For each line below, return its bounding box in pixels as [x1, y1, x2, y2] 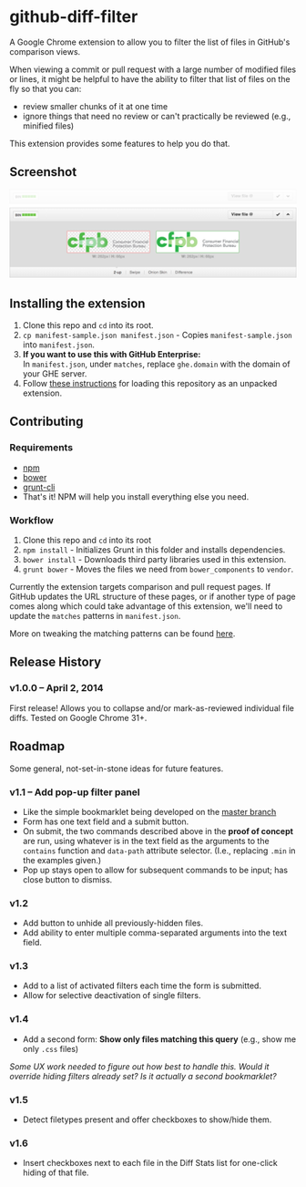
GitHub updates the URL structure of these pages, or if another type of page [9, 591, 296, 603]
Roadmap [9, 738, 66, 754]
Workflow [9, 513, 55, 526]
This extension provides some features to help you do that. [9, 138, 230, 149]
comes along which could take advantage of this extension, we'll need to [9, 601, 283, 612]
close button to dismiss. [22, 873, 113, 885]
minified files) [22, 120, 75, 131]
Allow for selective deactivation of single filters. [22, 990, 201, 1001]
